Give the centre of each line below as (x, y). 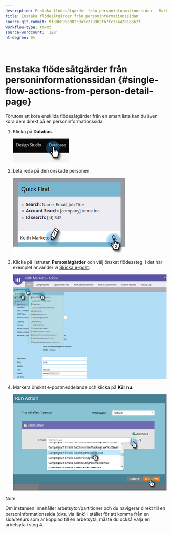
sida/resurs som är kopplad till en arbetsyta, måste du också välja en (78, 519)
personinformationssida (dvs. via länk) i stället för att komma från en (77, 514)
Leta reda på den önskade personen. (52, 170)
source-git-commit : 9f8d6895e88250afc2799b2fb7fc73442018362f (73, 22)
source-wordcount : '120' (32, 33)
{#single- (138, 80)
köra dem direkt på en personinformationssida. (55, 121)
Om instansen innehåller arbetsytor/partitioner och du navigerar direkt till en (85, 508)
